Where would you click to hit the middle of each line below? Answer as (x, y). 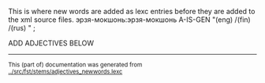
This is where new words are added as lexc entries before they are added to (132, 11)
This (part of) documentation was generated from (75, 65)
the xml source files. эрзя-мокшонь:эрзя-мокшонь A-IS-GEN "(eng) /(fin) (129, 20)
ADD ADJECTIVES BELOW (51, 43)
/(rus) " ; (22, 28)
